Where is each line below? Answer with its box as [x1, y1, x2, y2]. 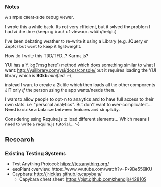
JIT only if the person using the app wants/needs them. [5, 87, 116, 93]
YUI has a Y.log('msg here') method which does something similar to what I [5, 62, 156, 68]
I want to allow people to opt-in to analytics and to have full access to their [5, 96, 154, 102]
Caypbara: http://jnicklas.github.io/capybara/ [12, 171, 102, 177]
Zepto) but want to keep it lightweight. [5, 44, 81, 49]
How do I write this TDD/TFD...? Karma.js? [5, 53, 89, 59]
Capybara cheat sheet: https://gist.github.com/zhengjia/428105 [19, 176, 146, 182]
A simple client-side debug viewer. [5, 15, 74, 20]
